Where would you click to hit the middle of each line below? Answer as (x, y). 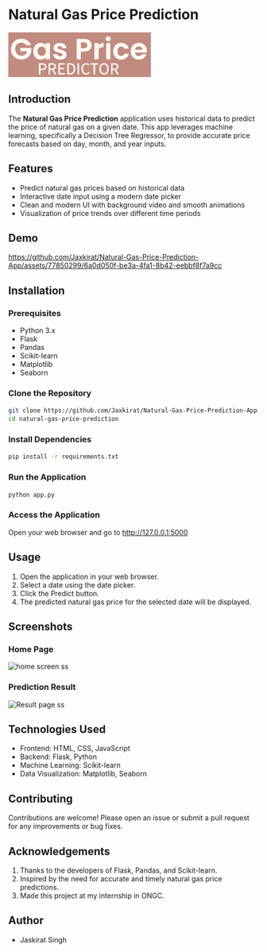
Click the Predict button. (59, 593)
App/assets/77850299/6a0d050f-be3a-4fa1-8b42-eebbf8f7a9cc (115, 266)
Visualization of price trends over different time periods (110, 213)
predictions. (39, 887)
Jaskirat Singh (43, 939)
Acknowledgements (59, 851)
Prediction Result (42, 687)
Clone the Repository (50, 393)
